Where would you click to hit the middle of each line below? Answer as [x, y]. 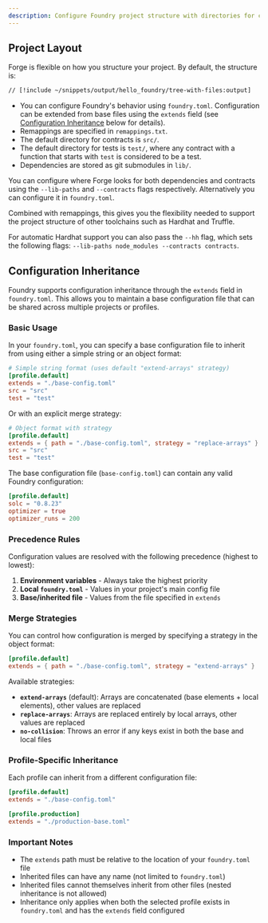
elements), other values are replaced [80, 705]
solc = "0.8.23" [35, 504]
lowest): [22, 565]
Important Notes [41, 842]
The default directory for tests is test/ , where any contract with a [127, 148]
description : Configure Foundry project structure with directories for [132, 16]
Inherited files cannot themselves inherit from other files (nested [125, 885]
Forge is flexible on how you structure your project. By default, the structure [133, 67]
